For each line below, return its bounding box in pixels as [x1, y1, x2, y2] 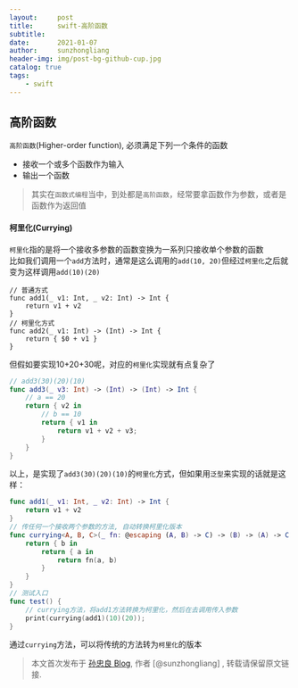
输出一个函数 [21, 170, 70, 181]
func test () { [9, 597, 62, 606]
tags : [9, 71, 29, 80]
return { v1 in [41, 419, 98, 427]
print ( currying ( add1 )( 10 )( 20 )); [25, 613, 145, 623]
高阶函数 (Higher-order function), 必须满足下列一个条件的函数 [9, 140, 228, 151]
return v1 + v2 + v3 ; [56, 426, 138, 435]
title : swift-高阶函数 [9, 21, 109, 30]
